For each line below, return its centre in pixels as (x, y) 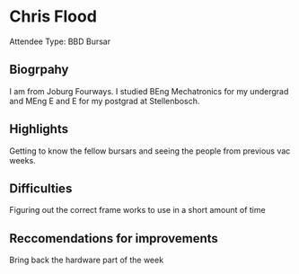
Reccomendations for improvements (114, 239)
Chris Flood (53, 17)
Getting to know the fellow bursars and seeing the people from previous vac (150, 151)
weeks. (22, 160)
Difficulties (41, 188)
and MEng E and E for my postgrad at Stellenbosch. (105, 101)
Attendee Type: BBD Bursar (60, 41)
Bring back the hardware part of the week (87, 260)
